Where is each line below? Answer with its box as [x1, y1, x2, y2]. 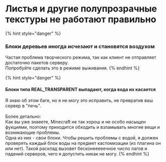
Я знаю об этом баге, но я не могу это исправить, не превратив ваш [5, 98, 153, 104]
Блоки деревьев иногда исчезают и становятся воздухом [5, 43, 155, 50]
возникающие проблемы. [5, 129, 61, 136]
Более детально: [5, 114, 41, 120]
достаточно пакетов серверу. [5, 60, 69, 66]
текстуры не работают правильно [5, 14, 156, 25]
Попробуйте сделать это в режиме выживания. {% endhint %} [5, 65, 140, 71]
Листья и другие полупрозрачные [5, 3, 157, 15]
